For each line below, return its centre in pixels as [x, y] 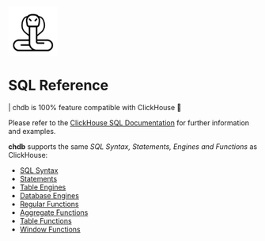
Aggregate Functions [54, 212]
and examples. [32, 131]
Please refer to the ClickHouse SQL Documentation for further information [129, 122]
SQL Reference [59, 86]
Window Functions [50, 229]
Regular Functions [49, 204]
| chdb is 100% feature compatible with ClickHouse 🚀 [95, 107]
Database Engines [49, 195]
